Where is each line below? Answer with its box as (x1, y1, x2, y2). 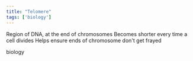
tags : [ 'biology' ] (6, 14, 52, 20)
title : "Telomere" (6, 8, 52, 15)
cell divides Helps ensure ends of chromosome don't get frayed (6, 37, 162, 44)
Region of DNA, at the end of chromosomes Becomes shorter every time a (6, 30, 188, 37)
